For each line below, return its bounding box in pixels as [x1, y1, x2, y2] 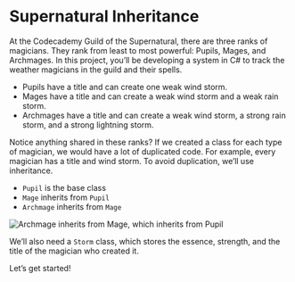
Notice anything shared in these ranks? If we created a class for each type [9, 137, 283, 147]
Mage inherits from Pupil [21, 192, 110, 203]
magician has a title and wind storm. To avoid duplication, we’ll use [9, 155, 254, 166]
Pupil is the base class [21, 182, 107, 193]
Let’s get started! [9, 262, 71, 273]
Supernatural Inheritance [9, 6, 200, 27]
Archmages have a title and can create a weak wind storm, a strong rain [21, 110, 287, 120]
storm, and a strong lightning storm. [21, 119, 154, 130]
